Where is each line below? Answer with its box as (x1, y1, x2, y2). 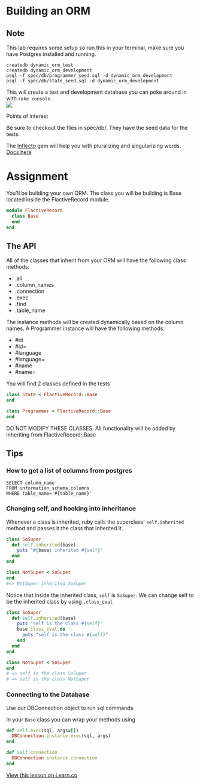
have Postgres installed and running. (6, 51, 96, 58)
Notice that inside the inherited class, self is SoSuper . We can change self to (6, 591, 195, 599)
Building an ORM (6, 4, 91, 18)
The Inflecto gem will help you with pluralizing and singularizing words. (6, 142, 181, 149)
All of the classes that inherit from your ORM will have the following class (6, 257, 186, 264)
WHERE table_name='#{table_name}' (6, 491, 93, 497)
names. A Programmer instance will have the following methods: (6, 325, 165, 332)
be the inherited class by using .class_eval (6, 598, 113, 605)
